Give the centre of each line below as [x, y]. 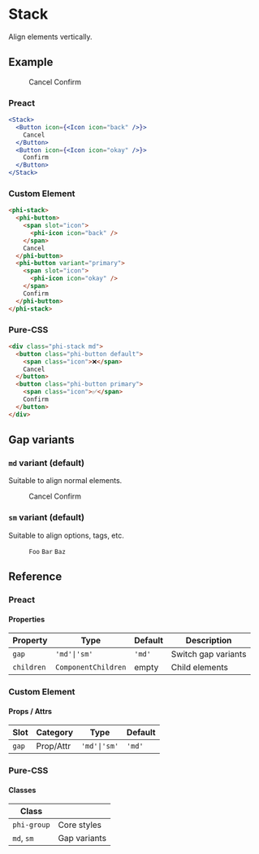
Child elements [200, 668]
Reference [35, 577]
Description [209, 641]
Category [55, 733]
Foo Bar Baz [47, 551]
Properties [27, 619]
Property [30, 641]
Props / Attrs [30, 711]
